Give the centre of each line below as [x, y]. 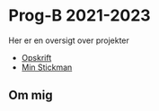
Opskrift [36, 57]
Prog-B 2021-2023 [79, 16]
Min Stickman [47, 67]
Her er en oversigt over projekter [69, 40]
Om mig [31, 95]
